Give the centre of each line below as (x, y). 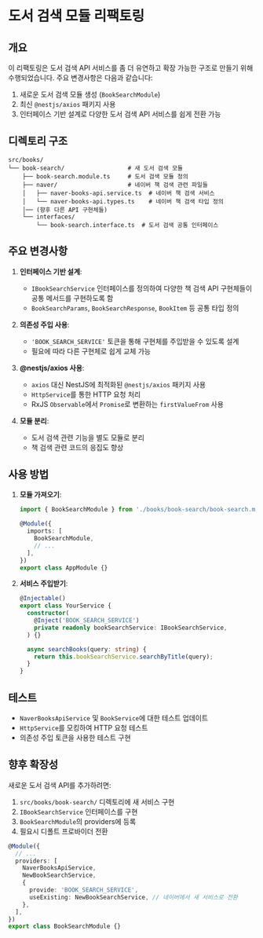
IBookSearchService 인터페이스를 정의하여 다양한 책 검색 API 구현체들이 (142, 288)
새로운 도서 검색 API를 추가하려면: (60, 785)
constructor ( (48, 614)
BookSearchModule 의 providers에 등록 (78, 821)
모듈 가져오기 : (40, 495)
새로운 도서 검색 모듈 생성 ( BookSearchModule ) (90, 94)
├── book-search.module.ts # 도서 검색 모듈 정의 (105, 176)
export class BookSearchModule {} (65, 927)
